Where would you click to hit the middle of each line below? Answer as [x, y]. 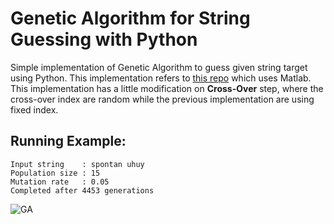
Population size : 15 [55, 173]
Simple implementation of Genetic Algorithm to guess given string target [159, 67]
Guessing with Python [104, 39]
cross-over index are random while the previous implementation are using [162, 99]
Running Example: [68, 141]
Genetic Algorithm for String [130, 18]
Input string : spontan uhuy [77, 164]
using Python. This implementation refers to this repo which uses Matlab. [161, 78]
